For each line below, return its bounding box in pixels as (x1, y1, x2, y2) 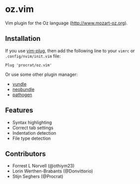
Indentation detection (12, 130, 56, 136)
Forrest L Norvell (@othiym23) (12, 163, 74, 169)
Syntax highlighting (12, 119, 52, 125)
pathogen (12, 91, 32, 98)
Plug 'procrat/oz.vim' (5, 62, 52, 68)
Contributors (5, 150, 46, 158)
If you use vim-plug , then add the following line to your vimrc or (5, 47, 135, 53)
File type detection (12, 135, 51, 141)
